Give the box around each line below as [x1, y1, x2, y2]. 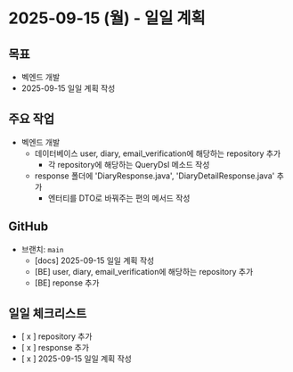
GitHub [8, 219, 49, 235]
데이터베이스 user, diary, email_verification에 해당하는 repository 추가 [34, 148, 281, 159]
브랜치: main [20, 244, 64, 254]
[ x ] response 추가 [20, 343, 90, 353]
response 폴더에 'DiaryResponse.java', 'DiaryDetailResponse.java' [34, 170, 275, 181]
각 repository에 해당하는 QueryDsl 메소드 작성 [47, 159, 210, 169]
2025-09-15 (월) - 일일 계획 [8, 8, 206, 29]
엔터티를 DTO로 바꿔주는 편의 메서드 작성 [47, 193, 191, 203]
